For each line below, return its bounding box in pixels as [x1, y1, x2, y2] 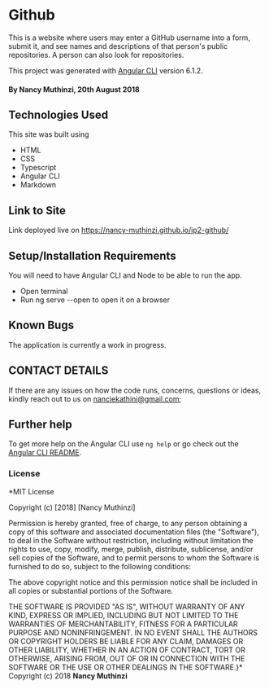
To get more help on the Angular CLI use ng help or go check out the [8, 439, 239, 449]
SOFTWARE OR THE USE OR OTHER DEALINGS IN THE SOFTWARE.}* [8, 662, 243, 672]
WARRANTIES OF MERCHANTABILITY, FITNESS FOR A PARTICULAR [8, 619, 238, 629]
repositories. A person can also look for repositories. [8, 50, 184, 59]
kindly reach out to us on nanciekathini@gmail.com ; [8, 393, 182, 404]
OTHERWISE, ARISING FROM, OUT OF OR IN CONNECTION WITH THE [8, 653, 245, 663]
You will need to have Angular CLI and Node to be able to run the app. [8, 270, 242, 280]
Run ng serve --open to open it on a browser [20, 295, 171, 305]
